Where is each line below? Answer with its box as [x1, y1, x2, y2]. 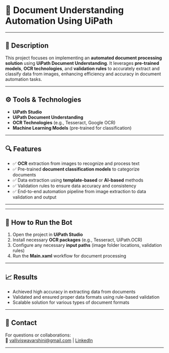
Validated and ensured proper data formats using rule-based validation [12, 294, 160, 300]
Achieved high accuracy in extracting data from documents [12, 289, 136, 295]
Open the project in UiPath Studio [12, 231, 83, 238]
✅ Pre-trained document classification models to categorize [12, 166, 140, 172]
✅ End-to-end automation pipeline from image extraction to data [12, 189, 146, 195]
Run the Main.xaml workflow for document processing [12, 253, 127, 259]
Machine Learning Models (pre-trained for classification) [12, 125, 132, 131]
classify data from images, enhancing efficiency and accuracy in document [5, 70, 161, 77]
